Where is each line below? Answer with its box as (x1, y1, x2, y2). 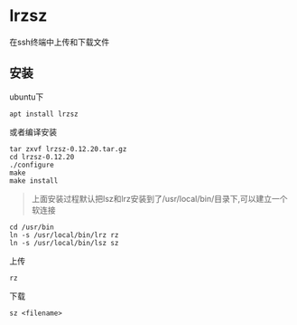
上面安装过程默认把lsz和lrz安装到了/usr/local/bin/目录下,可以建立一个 (31, 193, 288, 204)
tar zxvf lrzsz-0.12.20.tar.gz (9, 144, 127, 154)
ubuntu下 (9, 91, 44, 102)
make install (9, 176, 59, 186)
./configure (9, 160, 54, 169)
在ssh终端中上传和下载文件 (9, 36, 110, 47)
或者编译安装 (9, 126, 57, 137)
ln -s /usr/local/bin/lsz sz (9, 238, 119, 247)
